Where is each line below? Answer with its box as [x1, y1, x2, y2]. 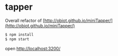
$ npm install [5, 32, 34, 37]
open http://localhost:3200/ [5, 45, 61, 51]
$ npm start [5, 37, 29, 41]
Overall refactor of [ [5, 18, 45, 23]
